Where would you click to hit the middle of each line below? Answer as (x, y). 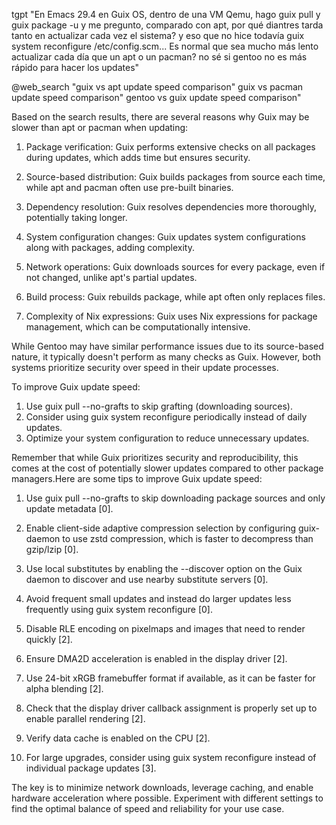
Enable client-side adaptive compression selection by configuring (161, 528)
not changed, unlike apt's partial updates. (111, 277)
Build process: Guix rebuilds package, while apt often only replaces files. (175, 297)
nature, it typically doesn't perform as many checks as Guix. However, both (166, 357)
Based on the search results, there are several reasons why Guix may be (160, 117)
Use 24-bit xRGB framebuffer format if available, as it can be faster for (170, 678)
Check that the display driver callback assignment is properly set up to (171, 708)
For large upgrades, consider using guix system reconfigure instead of (171, 757)
